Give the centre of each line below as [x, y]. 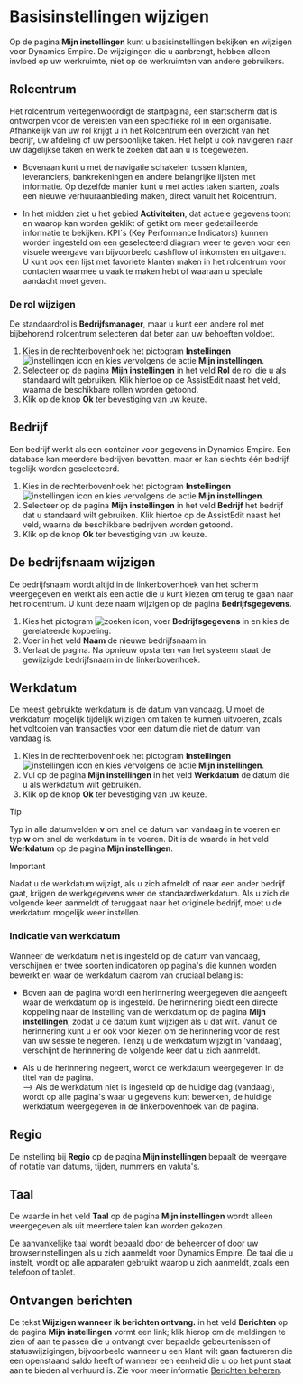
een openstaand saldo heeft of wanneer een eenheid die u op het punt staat [151, 1361]
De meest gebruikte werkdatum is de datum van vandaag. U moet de [137, 710]
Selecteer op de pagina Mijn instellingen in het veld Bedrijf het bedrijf [153, 505]
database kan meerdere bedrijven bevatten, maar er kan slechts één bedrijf [149, 459]
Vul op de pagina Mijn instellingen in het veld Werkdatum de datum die [156, 775]
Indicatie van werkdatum [65, 936]
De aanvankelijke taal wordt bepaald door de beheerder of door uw [134, 1243]
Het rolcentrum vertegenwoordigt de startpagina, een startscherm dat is [143, 111]
